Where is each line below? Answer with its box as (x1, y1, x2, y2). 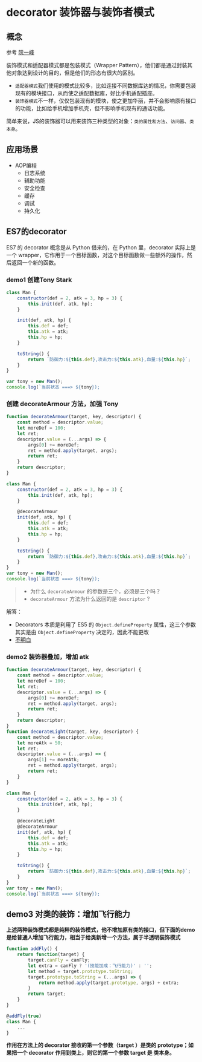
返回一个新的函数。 (11, 258, 59, 266)
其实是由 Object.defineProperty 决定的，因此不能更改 (14, 628, 150, 635)
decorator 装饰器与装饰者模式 (6, 5, 155, 19)
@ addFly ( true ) (6, 1013, 42, 1019)
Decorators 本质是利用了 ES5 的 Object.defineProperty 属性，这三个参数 (14, 621, 196, 628)
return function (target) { (17, 951, 85, 958)
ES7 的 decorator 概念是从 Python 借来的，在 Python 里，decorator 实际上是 (6, 243, 196, 251)
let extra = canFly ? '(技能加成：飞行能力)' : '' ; (28, 963, 153, 969)
